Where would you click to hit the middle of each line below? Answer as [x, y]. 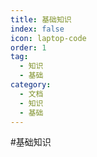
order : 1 [28, 47]
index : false [37, 29]
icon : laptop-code [48, 38]
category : [31, 85]
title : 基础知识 [41, 19]
